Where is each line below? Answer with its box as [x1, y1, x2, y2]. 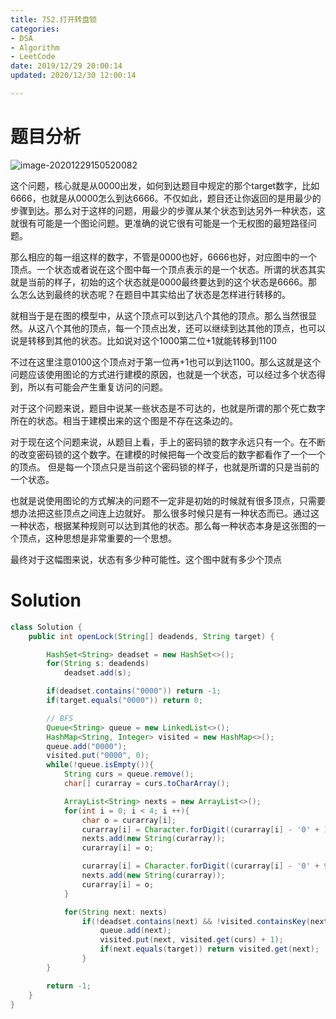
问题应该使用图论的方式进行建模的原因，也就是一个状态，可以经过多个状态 [10, 368, 317, 380]
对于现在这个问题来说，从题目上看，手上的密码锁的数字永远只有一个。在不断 [10, 436, 326, 448]
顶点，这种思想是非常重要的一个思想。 [18, 532, 177, 544]
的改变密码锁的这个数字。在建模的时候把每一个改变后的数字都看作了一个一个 [10, 448, 326, 460]
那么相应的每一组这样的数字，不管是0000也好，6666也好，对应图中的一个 [10, 251, 318, 263]
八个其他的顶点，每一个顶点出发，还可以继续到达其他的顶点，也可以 [44, 322, 326, 334]
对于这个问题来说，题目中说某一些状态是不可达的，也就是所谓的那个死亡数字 [10, 402, 326, 414]
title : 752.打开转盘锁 [10, 14, 98, 25]
